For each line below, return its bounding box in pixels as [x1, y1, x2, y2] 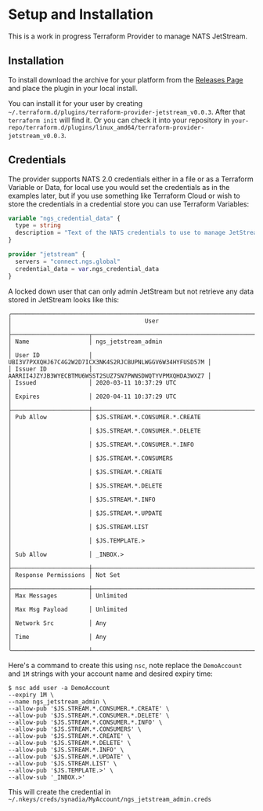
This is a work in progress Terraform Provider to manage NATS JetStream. [8, 31, 248, 41]
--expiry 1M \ [8, 691, 55, 699]
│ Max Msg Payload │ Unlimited [8, 605, 128, 613]
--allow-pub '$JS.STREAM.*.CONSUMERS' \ [8, 725, 142, 733]
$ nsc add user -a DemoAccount [8, 684, 110, 692]
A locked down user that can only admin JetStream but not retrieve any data [8, 287, 254, 296]
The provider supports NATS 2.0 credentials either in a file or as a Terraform [8, 174, 254, 184]
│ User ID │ [8, 351, 92, 359]
